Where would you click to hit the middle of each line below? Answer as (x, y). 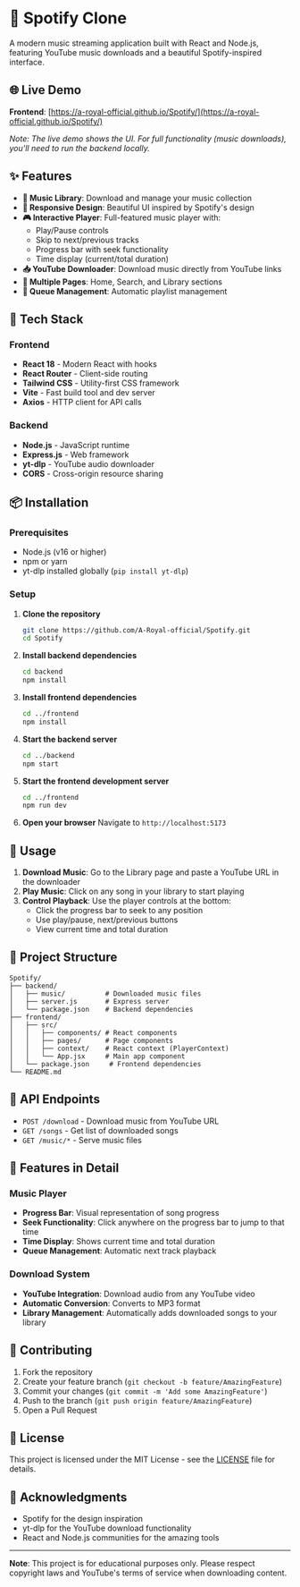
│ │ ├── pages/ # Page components (92, 1040)
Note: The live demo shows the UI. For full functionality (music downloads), (148, 139)
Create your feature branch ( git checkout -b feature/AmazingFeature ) (152, 1381)
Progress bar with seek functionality (102, 249)
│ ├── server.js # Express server (89, 1001)
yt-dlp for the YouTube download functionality (107, 1528)
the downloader (51, 882)
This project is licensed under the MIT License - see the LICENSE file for (142, 1460)
